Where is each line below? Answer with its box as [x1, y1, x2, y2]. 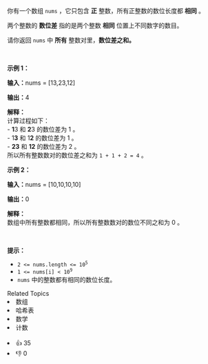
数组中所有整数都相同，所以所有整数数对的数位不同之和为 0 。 [7, 219, 184, 226]
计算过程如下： [7, 117, 50, 125]
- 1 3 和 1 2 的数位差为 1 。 [7, 134, 78, 142]
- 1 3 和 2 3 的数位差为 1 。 [7, 125, 79, 133]
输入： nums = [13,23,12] [7, 79, 76, 87]
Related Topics [7, 290, 50, 297]
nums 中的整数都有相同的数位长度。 [17, 276, 116, 283]
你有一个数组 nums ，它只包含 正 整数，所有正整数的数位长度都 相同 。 [7, 7, 205, 14]
